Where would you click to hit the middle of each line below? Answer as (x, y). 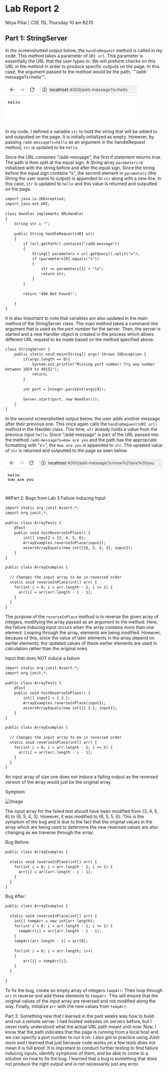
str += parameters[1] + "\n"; (72, 269)
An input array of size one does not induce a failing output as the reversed (82, 777)
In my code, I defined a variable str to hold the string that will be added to (81, 131)
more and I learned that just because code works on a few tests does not (80, 1043)
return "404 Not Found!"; (50, 294)
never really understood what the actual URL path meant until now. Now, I (81, 1027)
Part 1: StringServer (36, 38)
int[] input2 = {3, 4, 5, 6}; (54, 538)
